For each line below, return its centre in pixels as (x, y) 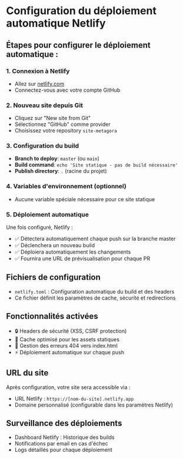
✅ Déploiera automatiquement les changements (73, 252)
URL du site (27, 373)
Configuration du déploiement (81, 11)
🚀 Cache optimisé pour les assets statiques (67, 339)
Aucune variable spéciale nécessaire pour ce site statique (85, 199)
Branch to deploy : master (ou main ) (57, 159)
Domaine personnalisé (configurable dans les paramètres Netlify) (94, 405)
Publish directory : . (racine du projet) (61, 171)
